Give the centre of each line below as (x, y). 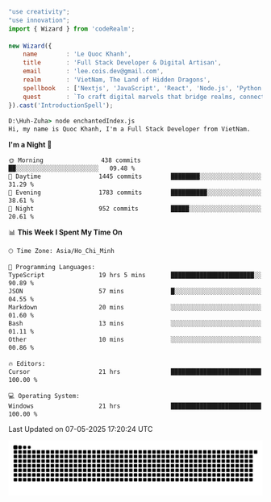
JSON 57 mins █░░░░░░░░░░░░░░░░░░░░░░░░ (135, 292)
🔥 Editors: (27, 364)
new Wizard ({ (30, 46)
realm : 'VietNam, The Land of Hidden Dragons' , (117, 80)
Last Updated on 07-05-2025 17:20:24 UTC (81, 429)
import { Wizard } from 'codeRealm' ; (72, 29)
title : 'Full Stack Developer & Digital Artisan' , (122, 63)
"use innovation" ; (39, 20)
